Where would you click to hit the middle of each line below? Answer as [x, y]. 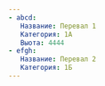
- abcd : [23, 17]
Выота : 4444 [42, 43]
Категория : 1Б [46, 68]
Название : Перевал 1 [58, 26]
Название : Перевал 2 [58, 59]
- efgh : [23, 51]
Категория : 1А [46, 34]
